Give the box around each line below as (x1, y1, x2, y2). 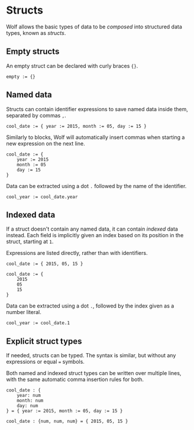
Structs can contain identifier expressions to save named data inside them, (6, 105, 188, 112)
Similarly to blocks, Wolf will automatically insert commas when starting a (6, 134, 185, 141)
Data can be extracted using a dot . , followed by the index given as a (6, 302, 174, 309)
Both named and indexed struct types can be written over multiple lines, (6, 370, 182, 377)
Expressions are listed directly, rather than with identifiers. (6, 250, 148, 257)
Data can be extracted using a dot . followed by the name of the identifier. (6, 182, 187, 189)
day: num (17, 403, 38, 409)
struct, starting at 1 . (6, 238, 54, 245)
